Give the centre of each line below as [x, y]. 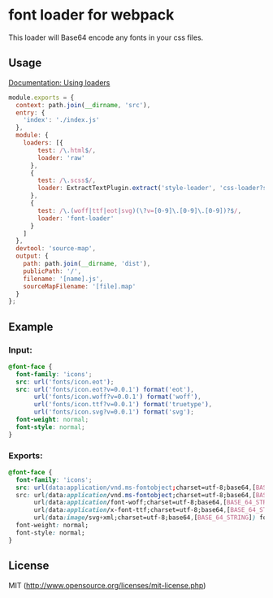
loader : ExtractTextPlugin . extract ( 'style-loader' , [127, 188]
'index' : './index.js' [61, 120]
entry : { [30, 113]
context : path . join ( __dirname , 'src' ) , [83, 105]
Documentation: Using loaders [59, 82]
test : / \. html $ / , [67, 150]
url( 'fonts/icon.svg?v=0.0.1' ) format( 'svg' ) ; [114, 412]
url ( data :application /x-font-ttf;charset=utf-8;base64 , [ [132, 510]
